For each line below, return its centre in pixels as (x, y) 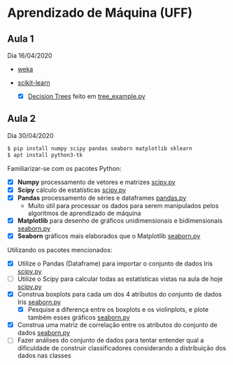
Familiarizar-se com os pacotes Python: (64, 168)
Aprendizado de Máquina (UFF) (100, 13)
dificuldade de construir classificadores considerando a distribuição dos (121, 348)
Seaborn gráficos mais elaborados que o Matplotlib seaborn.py (109, 235)
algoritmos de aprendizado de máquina (84, 213)
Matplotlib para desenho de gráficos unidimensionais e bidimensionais (120, 220)
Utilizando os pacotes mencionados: (60, 249)
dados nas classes (44, 356)
